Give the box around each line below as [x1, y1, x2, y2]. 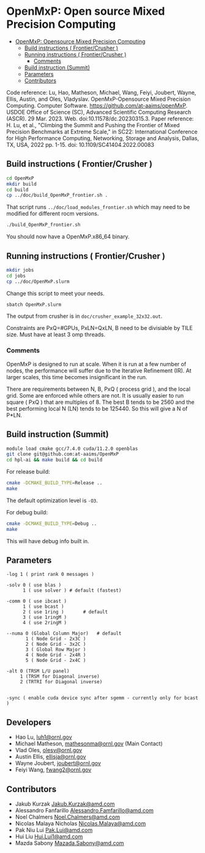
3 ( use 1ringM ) [22, 615, 67, 621]
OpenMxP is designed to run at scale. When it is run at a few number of [6, 360, 187, 368]
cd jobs [6, 272, 26, 279]
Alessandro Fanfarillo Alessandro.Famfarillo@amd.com [15, 807, 154, 814]
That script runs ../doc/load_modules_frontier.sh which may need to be [6, 203, 190, 211]
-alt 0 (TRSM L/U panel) [6, 668, 70, 674]
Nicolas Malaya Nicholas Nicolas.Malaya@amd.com [15, 820, 146, 827]
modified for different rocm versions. [6, 210, 99, 218]
